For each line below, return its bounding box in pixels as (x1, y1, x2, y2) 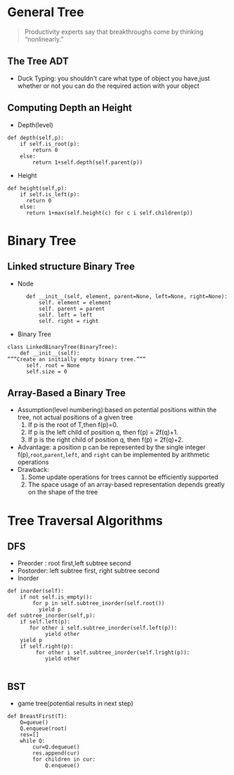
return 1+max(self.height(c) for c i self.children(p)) (25, 209, 193, 217)
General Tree (7, 4, 84, 20)
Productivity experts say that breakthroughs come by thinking (24, 27, 204, 36)
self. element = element (38, 299, 112, 306)
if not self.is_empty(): (20, 594, 93, 601)
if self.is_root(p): (20, 140, 80, 148)
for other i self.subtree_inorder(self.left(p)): (29, 625, 178, 632)
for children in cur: (32, 756, 96, 763)
